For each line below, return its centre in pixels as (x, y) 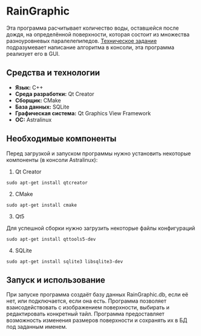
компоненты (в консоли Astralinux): (52, 160)
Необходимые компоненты (61, 139)
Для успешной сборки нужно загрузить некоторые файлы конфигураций (101, 228)
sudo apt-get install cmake (42, 205)
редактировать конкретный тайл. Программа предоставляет (85, 314)
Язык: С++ (29, 87)
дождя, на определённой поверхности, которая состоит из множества (98, 34)
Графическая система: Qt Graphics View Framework (83, 113)
